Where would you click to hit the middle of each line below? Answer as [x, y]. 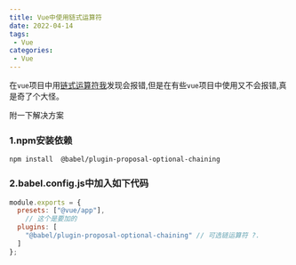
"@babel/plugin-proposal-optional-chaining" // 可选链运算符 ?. [143, 236]
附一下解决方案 [36, 115]
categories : [31, 51]
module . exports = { [45, 202]
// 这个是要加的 [51, 219]
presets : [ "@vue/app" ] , [61, 211]
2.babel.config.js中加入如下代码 [79, 183]
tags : [19, 34]
